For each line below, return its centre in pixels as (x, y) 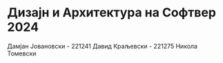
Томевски (22, 53)
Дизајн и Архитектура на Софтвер (111, 13)
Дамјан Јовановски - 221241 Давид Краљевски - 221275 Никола (103, 46)
